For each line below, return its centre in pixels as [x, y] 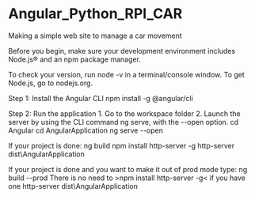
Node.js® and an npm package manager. [74, 59]
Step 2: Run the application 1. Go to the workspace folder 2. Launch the [124, 113]
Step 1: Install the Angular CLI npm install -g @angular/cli [101, 98]
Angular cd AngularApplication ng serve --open [86, 130]
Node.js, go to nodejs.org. [51, 83]
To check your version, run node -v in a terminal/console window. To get [127, 74]
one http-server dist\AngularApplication [73, 186]
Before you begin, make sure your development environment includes [122, 51]
